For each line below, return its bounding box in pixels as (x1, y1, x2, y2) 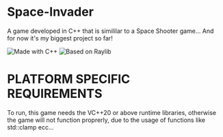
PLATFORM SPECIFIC (7, 71, 131, 87)
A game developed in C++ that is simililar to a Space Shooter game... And (7, 27, 214, 35)
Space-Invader (7, 4, 94, 20)
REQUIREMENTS (7, 86, 103, 101)
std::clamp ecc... (7, 123, 54, 131)
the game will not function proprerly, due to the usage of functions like (7, 116, 206, 124)
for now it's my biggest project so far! (7, 34, 113, 42)
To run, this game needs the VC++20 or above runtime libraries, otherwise (7, 108, 217, 116)
